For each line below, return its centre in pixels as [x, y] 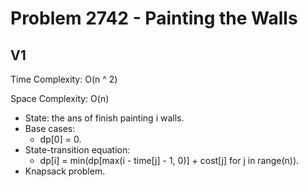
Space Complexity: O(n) [60, 98]
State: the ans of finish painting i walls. [104, 118]
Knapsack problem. [65, 171]
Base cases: [50, 128]
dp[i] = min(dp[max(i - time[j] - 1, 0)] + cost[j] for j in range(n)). [169, 160]
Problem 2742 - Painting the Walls [154, 18]
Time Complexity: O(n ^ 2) [64, 79]
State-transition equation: [77, 150]
